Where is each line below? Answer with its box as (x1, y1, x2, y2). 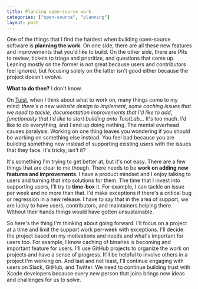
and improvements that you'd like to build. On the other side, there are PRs (6, 48, 187, 56)
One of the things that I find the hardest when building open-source (6, 36, 171, 43)
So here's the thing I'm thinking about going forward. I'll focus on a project (6, 220, 187, 227)
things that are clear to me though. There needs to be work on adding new (6, 164, 189, 171)
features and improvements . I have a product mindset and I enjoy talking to (6, 171, 191, 178)
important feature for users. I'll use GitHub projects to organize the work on (6, 245, 189, 252)
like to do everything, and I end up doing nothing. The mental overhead (6, 122, 179, 129)
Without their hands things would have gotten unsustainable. (6, 208, 154, 216)
